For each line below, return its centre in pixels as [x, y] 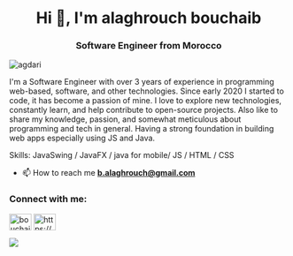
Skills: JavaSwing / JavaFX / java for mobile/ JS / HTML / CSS [122, 155]
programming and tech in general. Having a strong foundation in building [142, 129]
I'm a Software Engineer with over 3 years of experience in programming [142, 82]
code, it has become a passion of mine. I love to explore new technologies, [145, 101]
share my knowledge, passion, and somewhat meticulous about [125, 119]
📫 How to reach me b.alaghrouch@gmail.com [108, 173]
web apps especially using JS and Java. [82, 138]
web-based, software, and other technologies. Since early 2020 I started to [147, 91]
